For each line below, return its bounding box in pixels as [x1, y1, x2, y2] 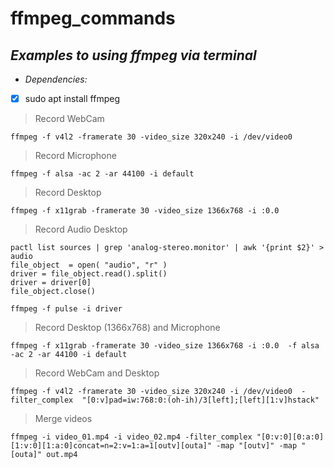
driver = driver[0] [10, 278, 92, 288]
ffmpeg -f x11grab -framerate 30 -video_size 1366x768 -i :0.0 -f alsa [10, 341, 320, 351]
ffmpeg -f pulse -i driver [10, 304, 123, 314]
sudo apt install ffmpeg [24, 93, 120, 104]
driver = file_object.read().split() [10, 269, 168, 279]
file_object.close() [10, 287, 97, 297]
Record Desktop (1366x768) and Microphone [34, 322, 221, 334]
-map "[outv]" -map [216, 441, 298, 451]
